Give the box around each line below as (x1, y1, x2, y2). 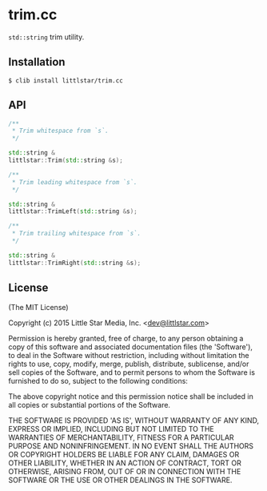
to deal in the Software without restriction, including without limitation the (8, 350, 249, 360)
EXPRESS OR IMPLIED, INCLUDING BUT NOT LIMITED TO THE (8, 424, 214, 433)
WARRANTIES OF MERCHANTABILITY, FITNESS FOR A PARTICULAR (8, 433, 234, 442)
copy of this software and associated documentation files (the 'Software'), (8, 342, 253, 352)
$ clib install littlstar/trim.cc (8, 76, 124, 85)
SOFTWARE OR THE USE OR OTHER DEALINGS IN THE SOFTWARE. (8, 475, 233, 485)
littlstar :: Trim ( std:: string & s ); (8, 156, 124, 165)
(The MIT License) (8, 302, 70, 312)
